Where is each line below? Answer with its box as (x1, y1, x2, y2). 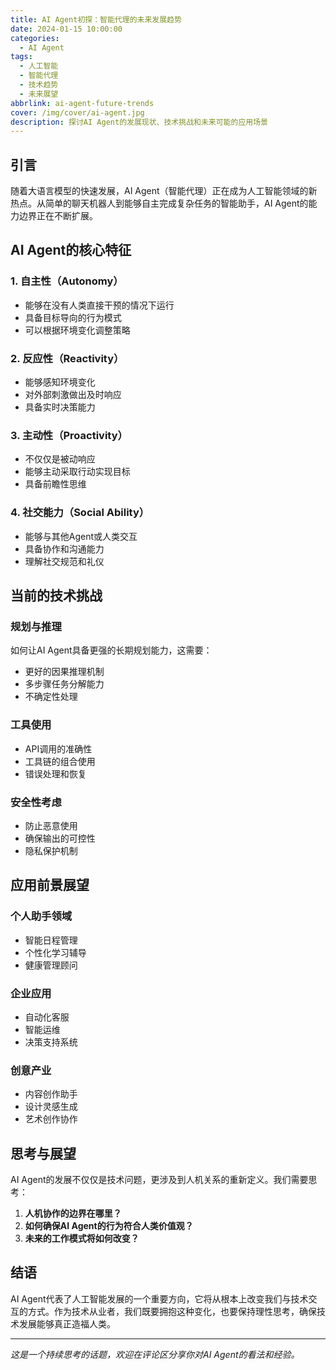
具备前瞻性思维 (24, 478, 87, 490)
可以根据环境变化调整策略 (24, 324, 131, 336)
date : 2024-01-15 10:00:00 (10, 24, 123, 34)
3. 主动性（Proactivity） (10, 428, 128, 442)
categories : (10, 33, 60, 43)
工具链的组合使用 (24, 755, 96, 767)
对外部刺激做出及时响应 (24, 389, 122, 401)
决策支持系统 (24, 1036, 78, 1048)
